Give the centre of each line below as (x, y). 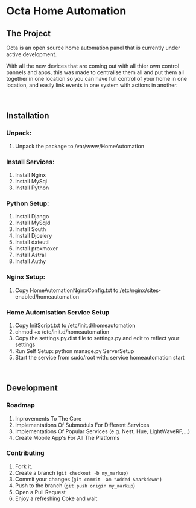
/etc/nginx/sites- (141, 290)
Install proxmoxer (36, 249)
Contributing (25, 453)
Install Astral (30, 255)
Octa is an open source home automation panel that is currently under (93, 48)
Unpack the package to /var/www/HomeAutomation (80, 146)
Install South (30, 229)
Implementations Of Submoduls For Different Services (82, 425)
